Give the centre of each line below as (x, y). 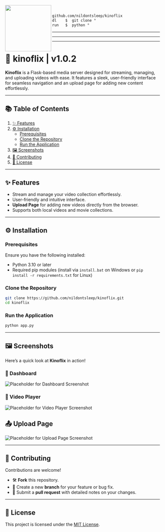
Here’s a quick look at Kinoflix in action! (45, 360)
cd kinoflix (17, 303)
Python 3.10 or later (32, 265)
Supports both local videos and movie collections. (63, 210)
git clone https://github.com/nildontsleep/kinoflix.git (65, 298)
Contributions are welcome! (33, 470)
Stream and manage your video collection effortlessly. (67, 194)
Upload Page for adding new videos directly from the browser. (75, 205)
